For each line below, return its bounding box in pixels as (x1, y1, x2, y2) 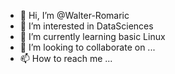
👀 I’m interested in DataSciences (19, 20, 154, 32)
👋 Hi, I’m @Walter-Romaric (19, 10, 130, 21)
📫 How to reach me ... (19, 53, 113, 64)
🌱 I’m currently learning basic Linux (19, 31, 166, 42)
